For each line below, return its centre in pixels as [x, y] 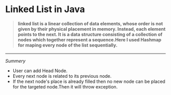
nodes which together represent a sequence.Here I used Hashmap [90, 39]
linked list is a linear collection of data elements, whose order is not [90, 23]
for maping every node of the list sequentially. [68, 45]
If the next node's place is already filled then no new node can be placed [89, 81]
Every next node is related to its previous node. [62, 76]
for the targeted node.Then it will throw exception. [65, 87]
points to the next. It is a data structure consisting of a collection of [90, 34]
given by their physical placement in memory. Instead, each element [92, 29]
